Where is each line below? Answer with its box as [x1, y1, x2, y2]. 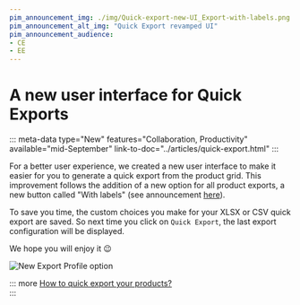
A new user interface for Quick [9, 85, 243, 106]
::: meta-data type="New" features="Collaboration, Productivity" [9, 134, 248, 144]
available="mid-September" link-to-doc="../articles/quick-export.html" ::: [9, 144, 279, 154]
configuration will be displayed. [9, 226, 125, 237]
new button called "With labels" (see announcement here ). [9, 189, 226, 200]
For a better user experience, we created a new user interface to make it [9, 161, 276, 171]
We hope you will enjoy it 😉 [9, 243, 112, 254]
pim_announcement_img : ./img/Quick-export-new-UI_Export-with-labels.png [9, 13, 291, 22]
